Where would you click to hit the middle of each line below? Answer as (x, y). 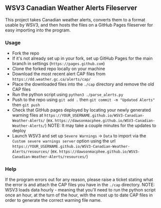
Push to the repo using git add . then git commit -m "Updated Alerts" (83, 100)
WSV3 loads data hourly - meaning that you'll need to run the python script (80, 190)
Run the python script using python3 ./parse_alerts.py (68, 95)
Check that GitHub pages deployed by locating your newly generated (81, 110)
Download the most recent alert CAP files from (59, 74)
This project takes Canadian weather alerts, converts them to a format (75, 19)
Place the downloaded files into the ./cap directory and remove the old (83, 84)
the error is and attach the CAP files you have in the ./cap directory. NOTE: (80, 185)
